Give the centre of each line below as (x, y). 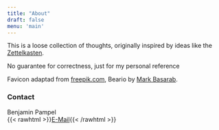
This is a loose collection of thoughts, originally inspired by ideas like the (110, 46)
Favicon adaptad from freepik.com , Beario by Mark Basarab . (93, 79)
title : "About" (29, 13)
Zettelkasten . (26, 53)
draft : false (26, 20)
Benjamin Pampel (32, 112)
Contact (21, 97)
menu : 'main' (26, 26)
